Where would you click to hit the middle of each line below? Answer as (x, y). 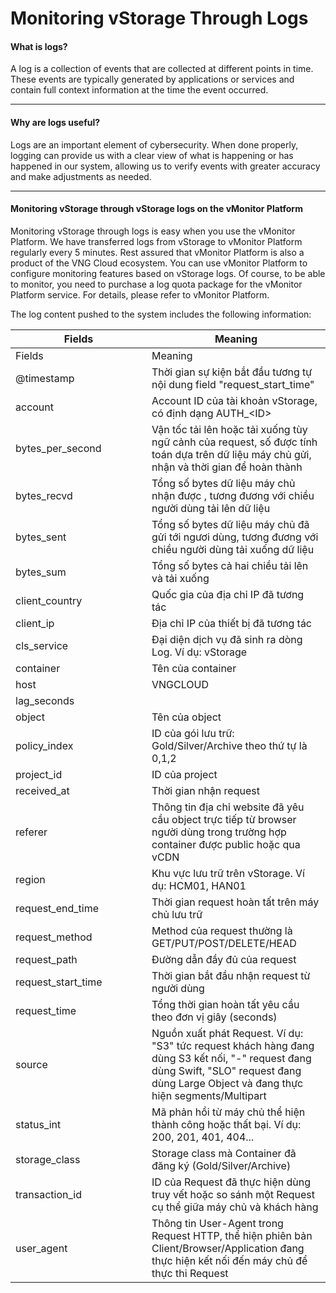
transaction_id (48, 1194)
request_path (46, 959)
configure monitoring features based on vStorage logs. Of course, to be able (168, 273)
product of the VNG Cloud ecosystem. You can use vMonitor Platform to (159, 263)
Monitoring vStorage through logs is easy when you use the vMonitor (153, 231)
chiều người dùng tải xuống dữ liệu (233, 549)
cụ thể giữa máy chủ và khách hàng (235, 1207)
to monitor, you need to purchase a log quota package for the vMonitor (156, 284)
